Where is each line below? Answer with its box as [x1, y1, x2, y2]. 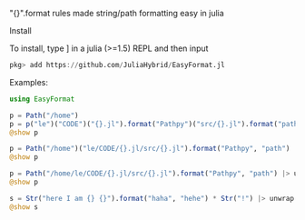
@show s [9, 202, 39, 212]
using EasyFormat [9, 95, 75, 104]
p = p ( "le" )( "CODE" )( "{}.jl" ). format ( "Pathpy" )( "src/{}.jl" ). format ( [9, 119, 279, 128]
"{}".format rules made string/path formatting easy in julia [9, 8, 224, 18]
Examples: [9, 76, 48, 87]
